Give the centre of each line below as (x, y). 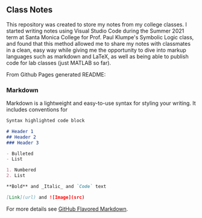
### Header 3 (23, 143)
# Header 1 (20, 131)
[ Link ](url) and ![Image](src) (46, 197)
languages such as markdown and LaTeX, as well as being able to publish (97, 56)
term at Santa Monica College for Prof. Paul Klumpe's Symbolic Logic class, (100, 37)
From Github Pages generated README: (56, 74)
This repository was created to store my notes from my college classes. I (96, 24)
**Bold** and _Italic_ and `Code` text (56, 187)
